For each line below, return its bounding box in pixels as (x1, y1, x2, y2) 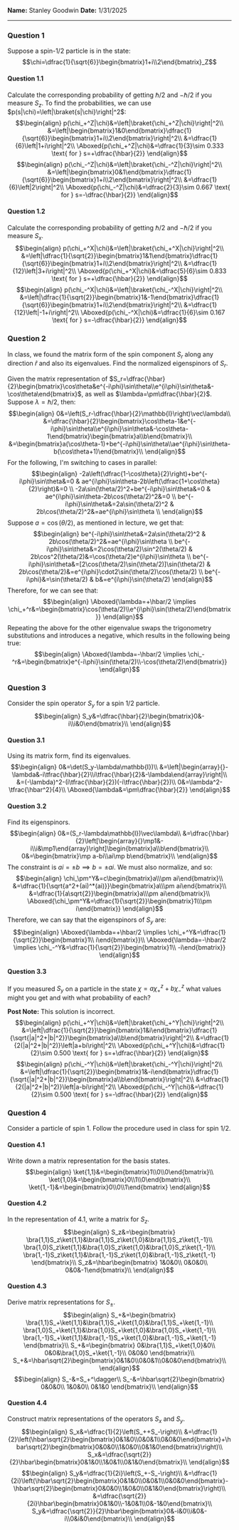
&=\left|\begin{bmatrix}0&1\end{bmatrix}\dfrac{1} (47, 168, 192, 177)
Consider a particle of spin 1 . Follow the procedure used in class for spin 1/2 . (7, 1124, 231, 1133)
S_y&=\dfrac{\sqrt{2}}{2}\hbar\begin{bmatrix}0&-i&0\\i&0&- (31, 1506, 208, 1515)
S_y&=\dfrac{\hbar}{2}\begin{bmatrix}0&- (82, 712, 205, 721)
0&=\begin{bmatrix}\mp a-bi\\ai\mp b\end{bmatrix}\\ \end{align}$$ (21, 851, 218, 860)
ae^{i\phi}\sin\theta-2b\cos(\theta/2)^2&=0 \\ (45, 492, 176, 501)
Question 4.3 (7, 1282, 47, 1290)
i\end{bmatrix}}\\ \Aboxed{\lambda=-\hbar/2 (95, 935, 226, 944)
